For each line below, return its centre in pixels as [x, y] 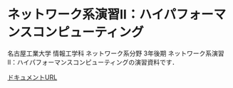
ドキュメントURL [32, 77]
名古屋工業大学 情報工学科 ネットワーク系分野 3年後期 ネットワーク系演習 [116, 53]
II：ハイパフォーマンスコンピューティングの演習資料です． [93, 62]
